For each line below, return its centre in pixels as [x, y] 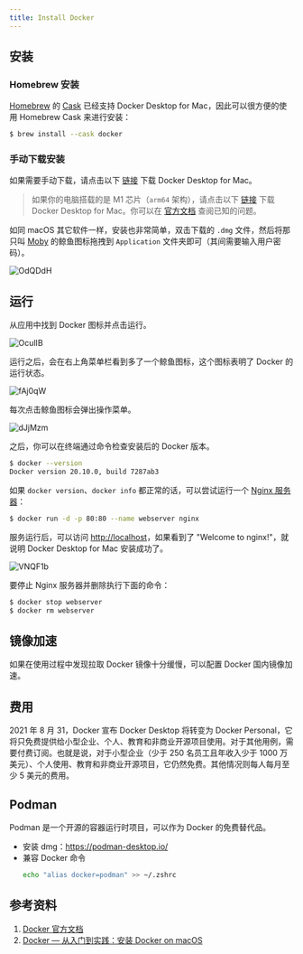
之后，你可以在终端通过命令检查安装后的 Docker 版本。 [112, 446]
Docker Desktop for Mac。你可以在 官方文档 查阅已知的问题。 [146, 211]
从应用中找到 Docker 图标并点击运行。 [80, 325]
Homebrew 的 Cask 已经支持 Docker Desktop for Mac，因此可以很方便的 [144, 106]
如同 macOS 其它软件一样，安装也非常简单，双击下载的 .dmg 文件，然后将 [146, 230]
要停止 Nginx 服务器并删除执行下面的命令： [90, 585]
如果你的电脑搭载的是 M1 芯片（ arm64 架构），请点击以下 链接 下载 [153, 200]
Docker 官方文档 [53, 929]
